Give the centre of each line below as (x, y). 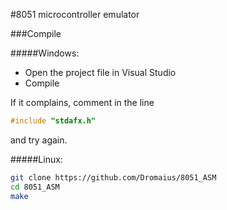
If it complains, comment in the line (82, 102)
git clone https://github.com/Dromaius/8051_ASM (113, 177)
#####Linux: (36, 159)
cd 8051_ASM (35, 187)
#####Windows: (45, 53)
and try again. (39, 140)
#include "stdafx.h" (53, 121)
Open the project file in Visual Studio (100, 72)
